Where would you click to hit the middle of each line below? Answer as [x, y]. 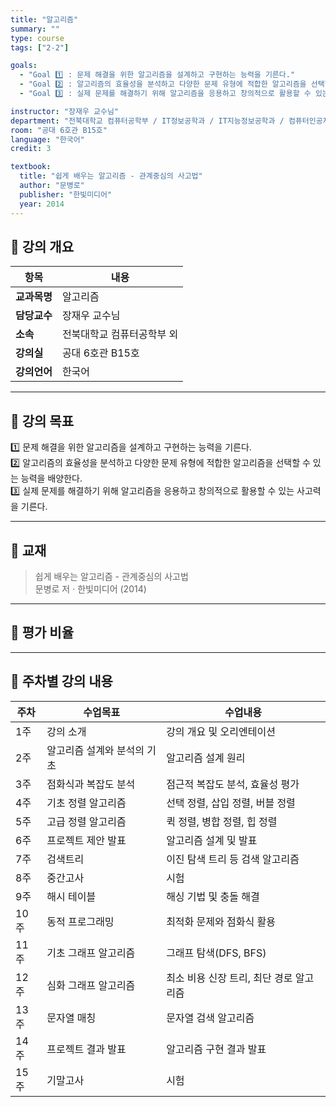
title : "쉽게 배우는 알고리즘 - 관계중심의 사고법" [111, 176]
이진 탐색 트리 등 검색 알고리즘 [233, 859]
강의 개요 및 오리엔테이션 [221, 731]
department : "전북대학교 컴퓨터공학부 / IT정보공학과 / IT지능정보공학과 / [147, 121]
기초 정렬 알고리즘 [86, 803]
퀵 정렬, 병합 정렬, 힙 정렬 [222, 821]
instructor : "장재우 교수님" [65, 111]
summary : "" [35, 29]
